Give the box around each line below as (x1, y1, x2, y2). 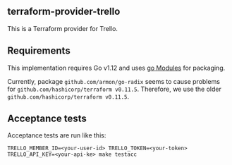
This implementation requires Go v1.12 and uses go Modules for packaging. (7, 63, 226, 72)
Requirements (7, 45, 71, 57)
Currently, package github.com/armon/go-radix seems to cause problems (7, 77, 221, 85)
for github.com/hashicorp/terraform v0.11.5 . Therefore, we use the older (7, 85, 222, 93)
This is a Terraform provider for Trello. (7, 24, 118, 32)
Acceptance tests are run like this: (7, 131, 106, 140)
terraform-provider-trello (7, 6, 121, 18)
